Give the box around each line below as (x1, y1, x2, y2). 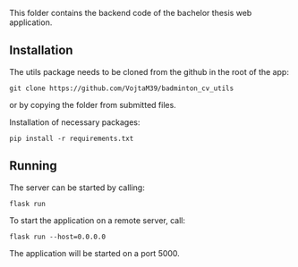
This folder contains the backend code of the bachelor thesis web (9, 8, 252, 18)
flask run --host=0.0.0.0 (9, 232, 106, 241)
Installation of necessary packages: (9, 116, 140, 128)
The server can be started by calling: (9, 182, 145, 193)
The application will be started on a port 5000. (9, 247, 181, 258)
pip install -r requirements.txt (9, 134, 134, 143)
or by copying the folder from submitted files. (9, 99, 176, 110)
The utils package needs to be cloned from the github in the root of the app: (9, 66, 289, 77)
